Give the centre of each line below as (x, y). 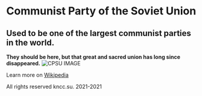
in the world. (30, 42)
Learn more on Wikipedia (38, 75)
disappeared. (24, 63)
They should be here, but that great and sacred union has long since (93, 57)
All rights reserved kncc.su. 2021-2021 (54, 86)
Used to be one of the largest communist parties (99, 33)
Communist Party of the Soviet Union (101, 11)
